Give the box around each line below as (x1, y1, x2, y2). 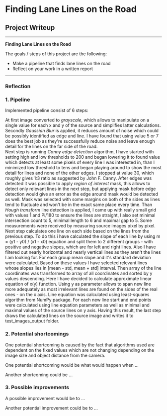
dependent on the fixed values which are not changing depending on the (5, 347, 155, 353)
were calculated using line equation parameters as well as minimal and (5, 302, 150, 308)
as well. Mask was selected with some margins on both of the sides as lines (5, 197, 160, 203)
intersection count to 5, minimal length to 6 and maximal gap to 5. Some (5, 217, 152, 223)
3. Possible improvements (5, 384, 70, 391)
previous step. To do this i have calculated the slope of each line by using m (5, 233, 161, 239)
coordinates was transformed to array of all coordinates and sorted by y (5, 270, 153, 277)
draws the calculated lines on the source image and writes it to (5, 312, 134, 319)
